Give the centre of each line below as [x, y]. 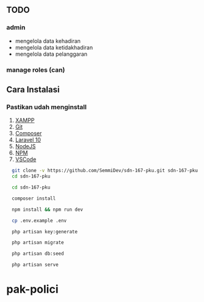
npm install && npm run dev [48, 210]
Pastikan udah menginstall [46, 107]
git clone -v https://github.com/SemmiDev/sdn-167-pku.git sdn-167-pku [105, 171]
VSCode [26, 159]
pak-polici [32, 289]
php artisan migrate [38, 243]
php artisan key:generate [45, 232]
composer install [34, 198]
